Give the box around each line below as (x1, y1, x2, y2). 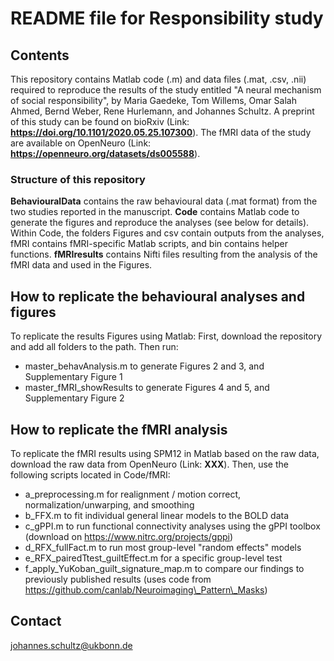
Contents (10, 47, 70, 64)
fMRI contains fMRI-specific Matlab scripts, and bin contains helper (10, 238, 288, 250)
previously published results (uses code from (24, 573, 212, 585)
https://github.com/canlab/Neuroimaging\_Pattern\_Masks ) (24, 583, 268, 596)
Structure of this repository (10, 172, 146, 186)
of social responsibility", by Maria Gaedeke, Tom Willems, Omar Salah (10, 95, 297, 106)
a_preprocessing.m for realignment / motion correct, (24, 488, 242, 500)
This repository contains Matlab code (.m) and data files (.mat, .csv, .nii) (10, 73, 307, 85)
